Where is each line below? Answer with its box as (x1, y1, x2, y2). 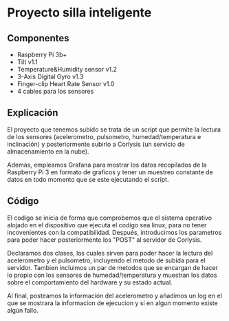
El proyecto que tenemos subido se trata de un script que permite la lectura (7, 125, 221, 134)
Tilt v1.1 (17, 58, 38, 66)
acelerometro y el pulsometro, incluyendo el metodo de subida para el (7, 256, 206, 265)
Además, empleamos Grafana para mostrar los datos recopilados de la (7, 160, 208, 169)
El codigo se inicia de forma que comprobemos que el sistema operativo (7, 214, 212, 222)
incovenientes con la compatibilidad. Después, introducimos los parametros (7, 228, 222, 236)
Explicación (7, 107, 58, 118)
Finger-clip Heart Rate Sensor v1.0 (17, 80, 115, 87)
